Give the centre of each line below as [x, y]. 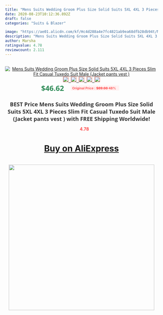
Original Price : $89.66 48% [94, 88]
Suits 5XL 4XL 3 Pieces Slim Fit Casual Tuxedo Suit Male [81, 111]
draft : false [18, 18]
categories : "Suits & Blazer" [36, 23]
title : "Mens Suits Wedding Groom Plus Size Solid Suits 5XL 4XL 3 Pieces [82, 9]
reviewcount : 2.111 [25, 50]
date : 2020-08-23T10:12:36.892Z [38, 14]
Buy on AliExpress [81, 149]
